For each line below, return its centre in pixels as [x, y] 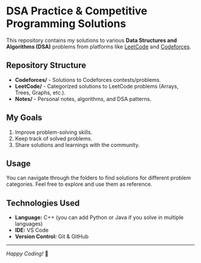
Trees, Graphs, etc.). [40, 92]
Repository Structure [46, 65]
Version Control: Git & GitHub [51, 237]
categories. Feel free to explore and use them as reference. [79, 184]
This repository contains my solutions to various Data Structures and [92, 40]
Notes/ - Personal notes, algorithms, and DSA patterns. [83, 99]
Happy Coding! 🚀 [28, 254]
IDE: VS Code [32, 230]
